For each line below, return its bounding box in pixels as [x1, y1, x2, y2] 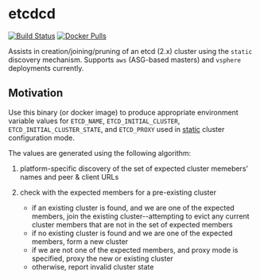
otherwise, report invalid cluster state [31, 262, 154, 271]
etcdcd [8, 5, 56, 23]
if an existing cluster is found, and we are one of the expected [31, 203, 235, 212]
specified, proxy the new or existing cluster [31, 254, 173, 263]
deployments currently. [8, 63, 84, 72]
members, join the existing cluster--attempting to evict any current [31, 211, 250, 221]
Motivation [8, 87, 64, 100]
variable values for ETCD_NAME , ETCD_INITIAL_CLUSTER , [8, 116, 180, 126]
